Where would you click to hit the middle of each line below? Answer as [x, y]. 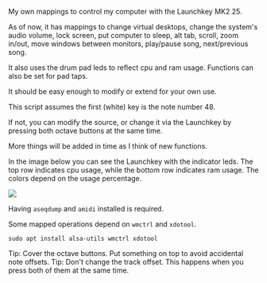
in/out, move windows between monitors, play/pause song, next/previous [128, 44]
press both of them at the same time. [69, 270]
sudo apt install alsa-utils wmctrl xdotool [83, 238]
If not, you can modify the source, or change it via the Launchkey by [120, 122]
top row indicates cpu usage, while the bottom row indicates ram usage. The [133, 170]
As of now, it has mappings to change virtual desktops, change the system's [133, 27]
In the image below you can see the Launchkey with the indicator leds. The [131, 161]
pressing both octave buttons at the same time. [85, 131]
